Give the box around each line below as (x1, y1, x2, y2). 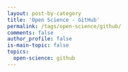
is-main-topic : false (7, 42, 70, 49)
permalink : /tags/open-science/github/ (7, 23, 122, 29)
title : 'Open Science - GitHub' (7, 16, 100, 23)
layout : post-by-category (7, 10, 81, 17)
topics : (7, 49, 30, 56)
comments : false (7, 29, 54, 36)
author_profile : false (7, 36, 72, 43)
